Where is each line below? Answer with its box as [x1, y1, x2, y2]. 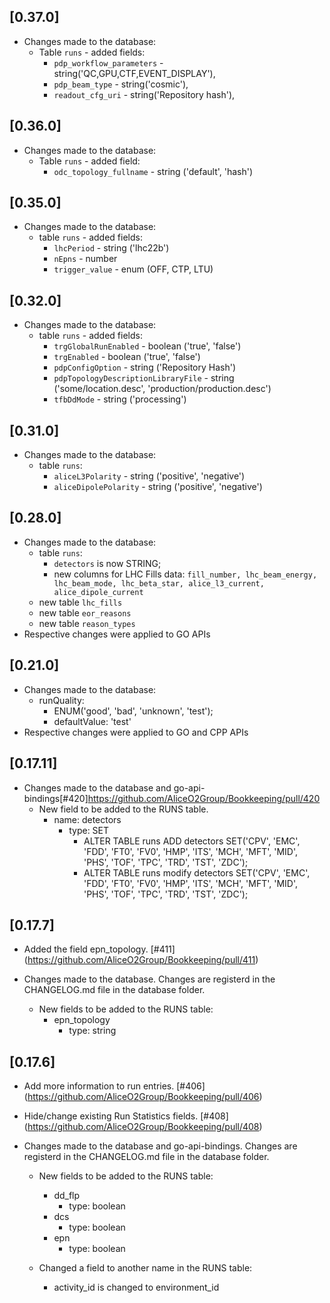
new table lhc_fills [38, 596, 123, 608]
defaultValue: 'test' [53, 715, 132, 727]
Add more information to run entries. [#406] [23, 1080, 206, 1092]
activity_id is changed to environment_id [53, 1281, 220, 1294]
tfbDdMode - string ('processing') [53, 393, 187, 405]
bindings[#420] [23, 792, 89, 804]
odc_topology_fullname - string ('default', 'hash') [53, 165, 254, 177]
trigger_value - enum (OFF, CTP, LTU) [53, 263, 214, 275]
